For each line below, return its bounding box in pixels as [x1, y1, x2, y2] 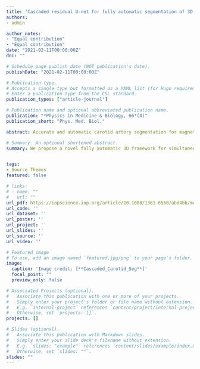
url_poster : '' [6, 216, 44, 222]
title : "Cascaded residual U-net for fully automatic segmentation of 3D [6, 8, 193, 15]
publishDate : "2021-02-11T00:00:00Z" [6, 69, 100, 75]
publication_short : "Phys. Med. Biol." [6, 118, 105, 124]
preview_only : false [11, 277, 62, 283]
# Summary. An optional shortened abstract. [6, 139, 118, 146]
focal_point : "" [11, 272, 52, 278]
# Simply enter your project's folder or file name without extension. [6, 299, 193, 305]
